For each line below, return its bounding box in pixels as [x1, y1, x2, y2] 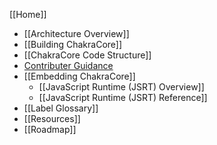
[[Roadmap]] [23, 124, 77, 135]
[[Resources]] [23, 113, 81, 124]
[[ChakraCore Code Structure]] [23, 49, 152, 61]
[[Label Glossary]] [23, 102, 99, 114]
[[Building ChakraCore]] [23, 39, 123, 50]
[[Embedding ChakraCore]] [23, 70, 136, 82]
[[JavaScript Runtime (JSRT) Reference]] [38, 92, 208, 103]
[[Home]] [9, 9, 47, 20]
